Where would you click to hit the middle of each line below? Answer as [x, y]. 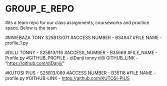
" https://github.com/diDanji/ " [35, 63]
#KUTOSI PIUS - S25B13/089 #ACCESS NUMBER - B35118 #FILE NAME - [80, 72]
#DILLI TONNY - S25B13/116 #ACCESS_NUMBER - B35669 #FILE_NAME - [81, 52]
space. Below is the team [31, 27]
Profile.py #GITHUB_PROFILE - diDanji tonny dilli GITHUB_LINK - [72, 57]
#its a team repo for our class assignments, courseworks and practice [77, 22]
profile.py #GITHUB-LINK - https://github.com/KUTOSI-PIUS [67, 78]
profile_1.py [17, 42]
